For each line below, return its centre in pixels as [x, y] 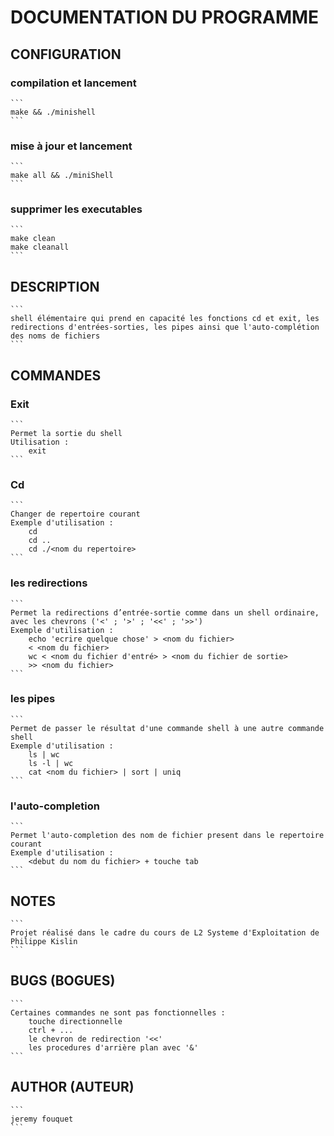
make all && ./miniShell [62, 176]
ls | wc [44, 754]
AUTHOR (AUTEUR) [72, 1087]
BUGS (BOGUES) [63, 981]
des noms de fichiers [55, 336]
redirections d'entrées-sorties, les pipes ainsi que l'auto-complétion [165, 327]
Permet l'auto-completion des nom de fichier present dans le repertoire [167, 836]
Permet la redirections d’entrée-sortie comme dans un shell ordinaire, [165, 612]
